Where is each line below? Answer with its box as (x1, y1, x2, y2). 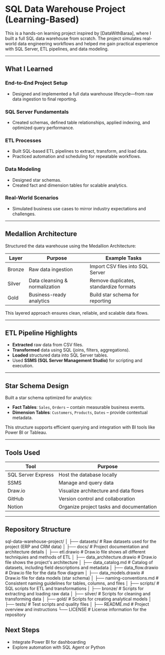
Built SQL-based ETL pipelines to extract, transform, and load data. (12, 148, 148, 154)
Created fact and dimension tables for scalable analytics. (12, 182, 128, 188)
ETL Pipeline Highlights (5, 329, 78, 337)
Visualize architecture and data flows (58, 488, 144, 494)
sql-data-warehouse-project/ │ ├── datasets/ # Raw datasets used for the (5, 538, 157, 544)
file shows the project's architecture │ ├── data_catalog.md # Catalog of (5, 559, 153, 565)
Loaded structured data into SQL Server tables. (12, 352, 109, 358)
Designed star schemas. (12, 177, 61, 183)
